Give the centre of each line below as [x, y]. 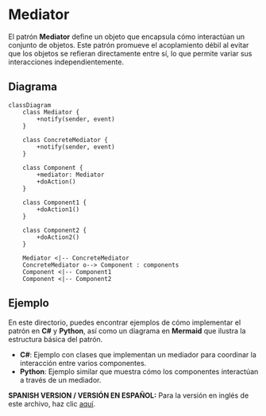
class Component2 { [55, 230]
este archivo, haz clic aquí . [52, 403]
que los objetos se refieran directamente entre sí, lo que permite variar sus [130, 53]
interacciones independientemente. [66, 62]
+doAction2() [58, 237]
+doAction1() [58, 209]
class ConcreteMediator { [66, 140]
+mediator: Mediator [71, 175]
